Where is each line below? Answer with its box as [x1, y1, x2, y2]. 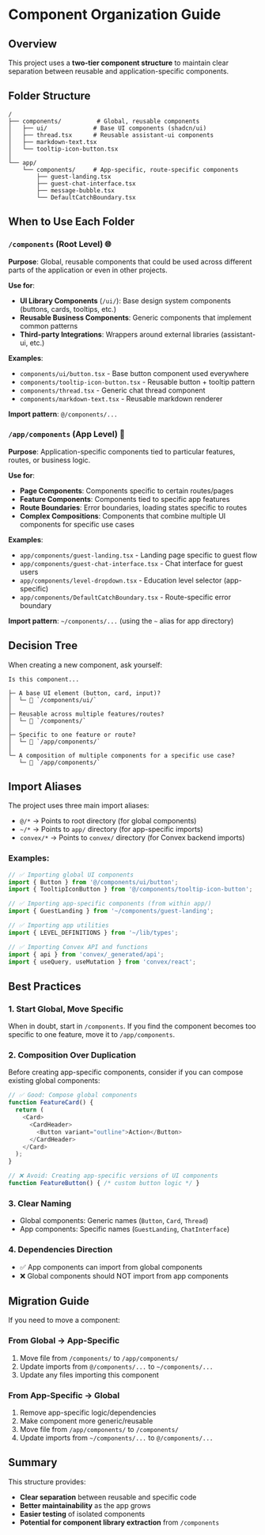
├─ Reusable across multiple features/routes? [8, 710, 165, 718]
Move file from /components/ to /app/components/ [19, 1353, 180, 1362]
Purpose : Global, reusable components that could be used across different [8, 256, 252, 266]
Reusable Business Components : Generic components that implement [19, 313, 252, 322]
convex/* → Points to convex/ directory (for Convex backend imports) [19, 833, 245, 842]
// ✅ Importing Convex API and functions [8, 943, 149, 951]
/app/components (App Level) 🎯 [8, 429, 125, 440]
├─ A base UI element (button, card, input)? [8, 689, 161, 697]
